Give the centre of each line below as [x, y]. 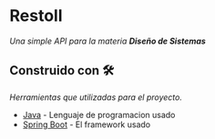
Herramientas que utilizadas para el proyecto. [96, 97]
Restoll [36, 16]
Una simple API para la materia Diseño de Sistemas [108, 41]
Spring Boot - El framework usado [87, 124]
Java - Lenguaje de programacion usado [99, 114]
